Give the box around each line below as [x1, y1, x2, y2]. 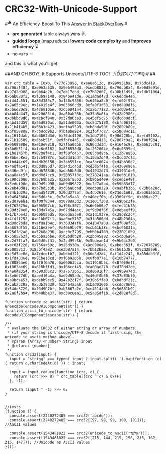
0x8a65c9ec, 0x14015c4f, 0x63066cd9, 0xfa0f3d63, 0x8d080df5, [5, 102, 137, 108]
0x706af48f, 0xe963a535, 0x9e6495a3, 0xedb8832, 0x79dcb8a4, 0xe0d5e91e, [5, 85, 162, 90]
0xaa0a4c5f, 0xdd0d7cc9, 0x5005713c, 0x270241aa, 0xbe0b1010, [5, 172, 137, 178]
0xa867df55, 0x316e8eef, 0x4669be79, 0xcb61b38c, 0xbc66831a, [5, 225, 137, 230]
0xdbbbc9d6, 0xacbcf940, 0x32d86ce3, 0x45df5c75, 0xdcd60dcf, [5, 116, 137, 121]
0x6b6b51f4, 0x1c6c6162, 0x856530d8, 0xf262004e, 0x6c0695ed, [5, 146, 137, 151]
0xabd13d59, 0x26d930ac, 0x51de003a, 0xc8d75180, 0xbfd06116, [5, 120, 137, 125]
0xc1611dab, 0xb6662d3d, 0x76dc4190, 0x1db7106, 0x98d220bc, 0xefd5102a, [5, 133, 162, 138]
